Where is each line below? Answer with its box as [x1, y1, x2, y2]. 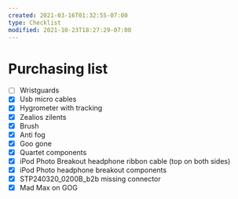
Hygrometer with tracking [19, 103, 103, 113]
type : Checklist [8, 19, 61, 27]
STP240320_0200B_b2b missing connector [19, 174, 161, 183]
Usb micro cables [19, 95, 77, 104]
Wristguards [19, 85, 60, 95]
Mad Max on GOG [19, 183, 79, 192]
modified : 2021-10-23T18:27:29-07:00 [8, 26, 132, 34]
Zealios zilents [19, 112, 67, 121]
